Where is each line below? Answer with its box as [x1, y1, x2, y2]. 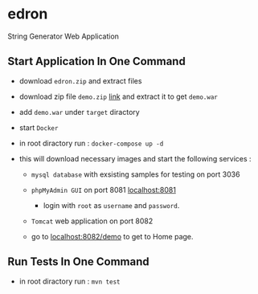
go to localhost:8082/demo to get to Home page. [31, 231, 194, 241]
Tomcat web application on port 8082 [31, 216, 154, 226]
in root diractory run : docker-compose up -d [18, 138, 164, 148]
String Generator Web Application [7, 31, 120, 41]
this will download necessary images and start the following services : [18, 153, 252, 163]
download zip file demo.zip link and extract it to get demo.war [18, 92, 219, 101]
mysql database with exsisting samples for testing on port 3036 [31, 169, 240, 179]
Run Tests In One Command [7, 255, 149, 269]
